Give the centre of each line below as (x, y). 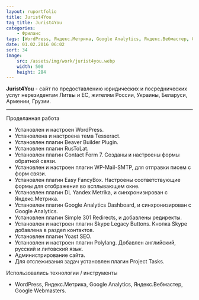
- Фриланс (29, 34)
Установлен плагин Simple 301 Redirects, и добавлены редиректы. (98, 218)
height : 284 (31, 72)
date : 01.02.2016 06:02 (36, 45)
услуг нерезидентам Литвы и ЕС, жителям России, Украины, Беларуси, (97, 95)
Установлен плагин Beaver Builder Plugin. (66, 142)
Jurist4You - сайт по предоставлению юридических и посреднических (97, 89)
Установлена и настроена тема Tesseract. (68, 136)
